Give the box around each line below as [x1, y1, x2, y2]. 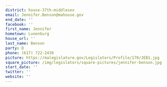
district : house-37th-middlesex [5, 7, 75, 13]
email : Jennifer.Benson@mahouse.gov [5, 12, 84, 17]
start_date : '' [5, 64, 38, 70]
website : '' [5, 74, 31, 79]
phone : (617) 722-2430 [5, 50, 54, 55]
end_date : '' [5, 17, 33, 22]
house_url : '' [5, 36, 36, 41]
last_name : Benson [5, 41, 45, 46]
